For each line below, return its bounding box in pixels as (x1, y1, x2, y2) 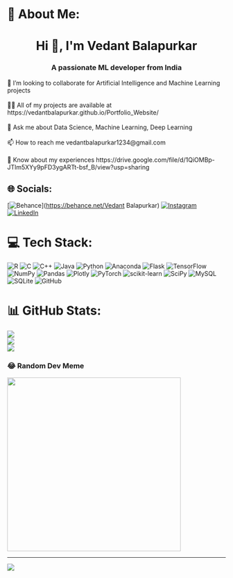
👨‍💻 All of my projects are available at (7, 101, 112, 109)
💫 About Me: (7, 6, 80, 22)
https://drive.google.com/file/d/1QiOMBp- (96, 156, 215, 164)
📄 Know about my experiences (7, 156, 95, 164)
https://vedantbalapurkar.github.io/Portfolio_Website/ (7, 108, 159, 117)
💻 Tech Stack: (7, 234, 93, 250)
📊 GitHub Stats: (7, 302, 102, 318)
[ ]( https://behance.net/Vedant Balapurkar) (7, 201, 160, 210)
